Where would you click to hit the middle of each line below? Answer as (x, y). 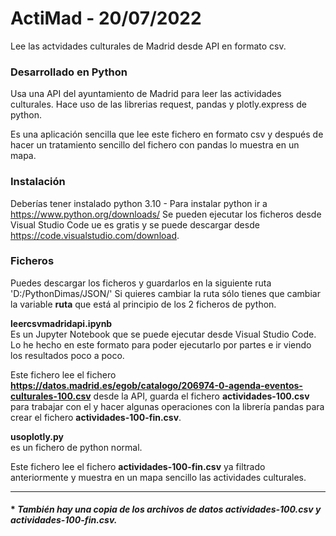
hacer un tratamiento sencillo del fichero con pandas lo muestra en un (155, 145)
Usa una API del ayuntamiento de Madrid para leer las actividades (146, 94)
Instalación (38, 182)
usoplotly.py (37, 436)
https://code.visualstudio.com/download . (95, 235)
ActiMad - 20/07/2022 (106, 18)
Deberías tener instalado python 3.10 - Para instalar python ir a (139, 203)
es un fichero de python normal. (76, 447)
